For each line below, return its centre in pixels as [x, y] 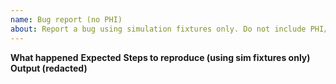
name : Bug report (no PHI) [66, 19]
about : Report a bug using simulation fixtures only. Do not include [158, 29]
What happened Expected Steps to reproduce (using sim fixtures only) [160, 57]
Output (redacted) [49, 68]
